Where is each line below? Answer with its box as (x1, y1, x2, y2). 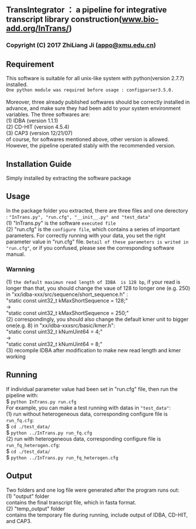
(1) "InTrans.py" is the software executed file (6, 219, 116, 226)
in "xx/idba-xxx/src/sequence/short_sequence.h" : (6, 291, 128, 298)
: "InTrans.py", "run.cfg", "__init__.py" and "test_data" (6, 213, 151, 220)
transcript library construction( (6, 15, 122, 25)
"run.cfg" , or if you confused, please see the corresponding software (6, 244, 174, 251)
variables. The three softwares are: (6, 111, 91, 118)
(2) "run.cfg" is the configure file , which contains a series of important (6, 225, 180, 232)
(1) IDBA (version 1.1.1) (6, 117, 59, 124)
